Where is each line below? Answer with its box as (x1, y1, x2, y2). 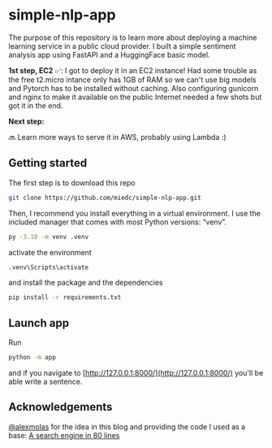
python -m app (8, 354, 57, 362)
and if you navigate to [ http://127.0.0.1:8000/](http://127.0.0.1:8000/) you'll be (8, 368, 264, 377)
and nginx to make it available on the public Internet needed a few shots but (8, 92, 262, 102)
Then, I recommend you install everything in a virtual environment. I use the (8, 208, 261, 218)
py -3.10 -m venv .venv (8, 233, 89, 241)
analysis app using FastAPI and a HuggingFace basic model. (8, 50, 210, 59)
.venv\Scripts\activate (8, 263, 89, 272)
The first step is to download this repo (8, 177, 136, 188)
